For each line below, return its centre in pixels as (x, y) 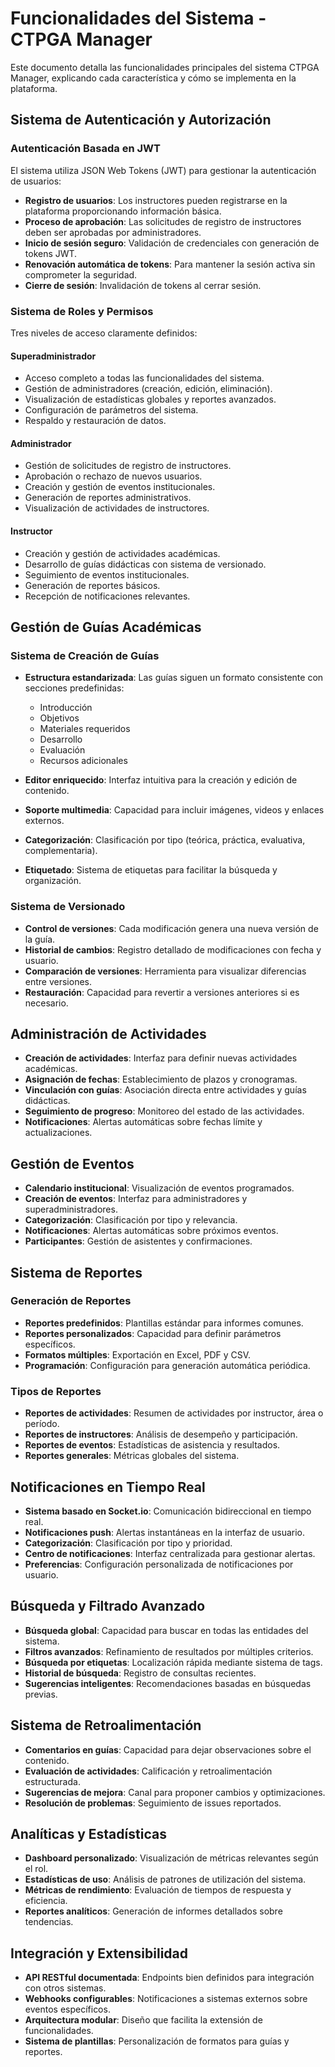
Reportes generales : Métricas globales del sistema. (132, 1456)
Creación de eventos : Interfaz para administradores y (136, 1199)
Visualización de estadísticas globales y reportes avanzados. (150, 399)
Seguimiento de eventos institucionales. (107, 574)
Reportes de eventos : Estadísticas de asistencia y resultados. (152, 1445)
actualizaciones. (58, 1133)
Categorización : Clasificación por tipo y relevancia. (131, 1220)
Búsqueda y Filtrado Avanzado (108, 1606)
